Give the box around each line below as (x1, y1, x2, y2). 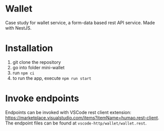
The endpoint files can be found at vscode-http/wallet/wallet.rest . (5, 120, 147, 126)
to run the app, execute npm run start (12, 75, 92, 81)
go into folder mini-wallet (12, 64, 65, 70)
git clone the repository (12, 59, 61, 65)
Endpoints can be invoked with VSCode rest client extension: (5, 109, 132, 115)
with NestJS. (5, 25, 32, 31)
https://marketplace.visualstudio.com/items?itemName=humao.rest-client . (5, 114, 159, 120)
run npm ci (12, 70, 35, 76)
